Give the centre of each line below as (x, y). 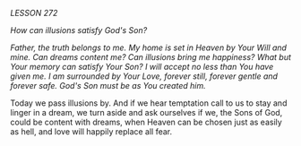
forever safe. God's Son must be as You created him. (108, 86)
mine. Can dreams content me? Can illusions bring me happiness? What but (151, 57)
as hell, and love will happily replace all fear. (91, 132)
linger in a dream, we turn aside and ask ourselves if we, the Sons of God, (146, 112)
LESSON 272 (34, 13)
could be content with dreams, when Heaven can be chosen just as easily (146, 122)
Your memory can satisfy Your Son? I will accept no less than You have (142, 67)
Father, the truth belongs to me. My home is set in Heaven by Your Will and (149, 47)
